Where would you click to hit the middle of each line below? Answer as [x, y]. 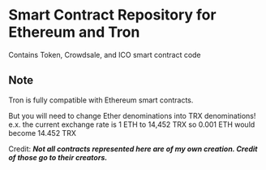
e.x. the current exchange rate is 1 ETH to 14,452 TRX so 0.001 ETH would [132, 124]
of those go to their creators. [58, 157]
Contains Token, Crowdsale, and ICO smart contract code [105, 54]
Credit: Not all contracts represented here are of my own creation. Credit [133, 149]
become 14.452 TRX [43, 133]
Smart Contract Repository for [112, 15]
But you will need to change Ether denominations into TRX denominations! [132, 116]
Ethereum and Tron [74, 32]
